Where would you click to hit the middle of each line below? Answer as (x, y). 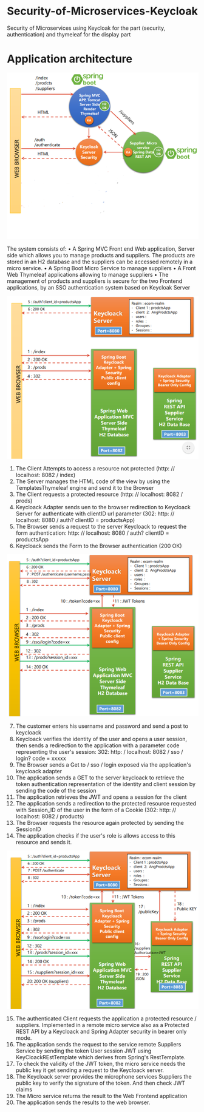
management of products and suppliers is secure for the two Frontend (95, 281)
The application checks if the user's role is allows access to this (95, 835)
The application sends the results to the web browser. (83, 1102)
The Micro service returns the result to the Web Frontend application (101, 1096)
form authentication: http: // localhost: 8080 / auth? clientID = (92, 533)
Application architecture (70, 59)
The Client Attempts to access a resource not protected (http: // (95, 468)
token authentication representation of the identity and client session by (106, 784)
